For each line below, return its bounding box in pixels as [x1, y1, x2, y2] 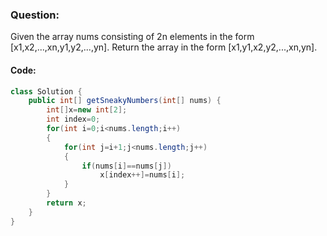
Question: [10, 8, 60, 22]
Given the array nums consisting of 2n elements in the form [10, 31, 255, 43]
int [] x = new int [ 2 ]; [46, 105, 128, 115]
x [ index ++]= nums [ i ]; [99, 170, 186, 180]
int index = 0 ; [46, 114, 101, 125]
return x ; [46, 198, 87, 208]
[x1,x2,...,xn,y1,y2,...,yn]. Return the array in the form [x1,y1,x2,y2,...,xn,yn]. [10, 41, 318, 53]
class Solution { [10, 86, 83, 97]
